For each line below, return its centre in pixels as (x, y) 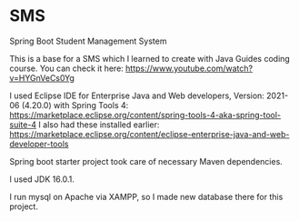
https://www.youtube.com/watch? (189, 68)
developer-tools (39, 144)
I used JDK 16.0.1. (42, 179)
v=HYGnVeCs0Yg (42, 77)
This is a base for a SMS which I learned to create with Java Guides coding (150, 58)
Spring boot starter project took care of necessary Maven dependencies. (146, 161)
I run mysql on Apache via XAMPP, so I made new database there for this (146, 196)
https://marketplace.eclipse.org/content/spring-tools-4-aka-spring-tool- (145, 115)
